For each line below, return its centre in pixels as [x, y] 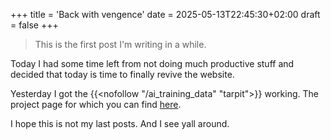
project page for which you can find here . [96, 104]
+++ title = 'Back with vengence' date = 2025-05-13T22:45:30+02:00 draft [165, 14]
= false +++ [34, 25]
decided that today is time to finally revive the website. [122, 74]
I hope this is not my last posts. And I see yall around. [120, 123]
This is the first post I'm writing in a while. [120, 44]
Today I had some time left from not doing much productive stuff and [152, 63]
